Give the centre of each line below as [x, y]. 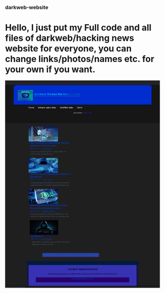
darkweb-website [27, 7]
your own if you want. [50, 70]
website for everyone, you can [68, 49]
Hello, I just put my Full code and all [78, 28]
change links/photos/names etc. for [80, 59]
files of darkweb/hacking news [70, 38]
